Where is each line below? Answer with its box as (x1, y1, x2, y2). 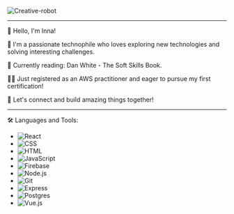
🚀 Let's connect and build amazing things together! (7, 95, 154, 104)
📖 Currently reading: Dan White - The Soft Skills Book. (7, 61, 162, 69)
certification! (7, 82, 44, 90)
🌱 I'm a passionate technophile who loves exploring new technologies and (7, 40, 220, 48)
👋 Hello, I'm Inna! (7, 26, 56, 35)
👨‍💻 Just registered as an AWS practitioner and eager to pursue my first (7, 75, 211, 83)
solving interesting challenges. (7, 47, 95, 56)
